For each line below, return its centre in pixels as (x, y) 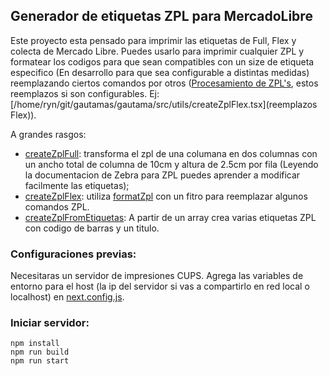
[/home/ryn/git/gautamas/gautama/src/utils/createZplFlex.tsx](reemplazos (164, 104)
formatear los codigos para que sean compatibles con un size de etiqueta (162, 61)
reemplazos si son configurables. (79, 93)
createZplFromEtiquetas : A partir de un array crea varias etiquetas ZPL (170, 217)
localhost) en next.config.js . (67, 297)
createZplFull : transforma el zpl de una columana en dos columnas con (171, 153)
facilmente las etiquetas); (77, 185)
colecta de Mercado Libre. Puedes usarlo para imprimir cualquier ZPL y (157, 51)
